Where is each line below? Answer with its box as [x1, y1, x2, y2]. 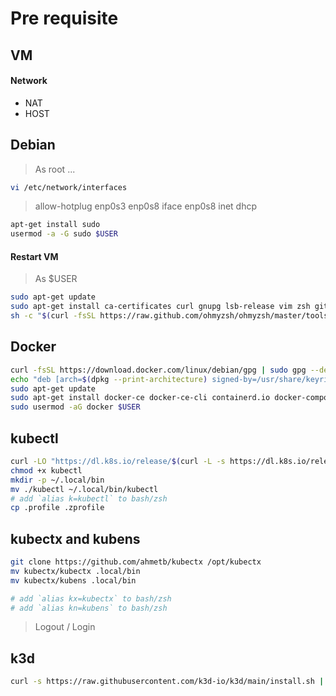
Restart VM [10, 250, 59, 262]
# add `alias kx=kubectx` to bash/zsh [10, 593, 172, 604]
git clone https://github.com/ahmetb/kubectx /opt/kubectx [10, 557, 262, 567]
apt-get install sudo [10, 220, 101, 230]
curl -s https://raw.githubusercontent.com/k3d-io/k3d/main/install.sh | [10, 677, 325, 687]
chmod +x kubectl [10, 465, 83, 476]
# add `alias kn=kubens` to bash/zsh [10, 603, 168, 613]
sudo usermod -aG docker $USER [10, 402, 141, 412]
